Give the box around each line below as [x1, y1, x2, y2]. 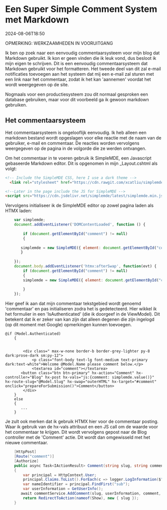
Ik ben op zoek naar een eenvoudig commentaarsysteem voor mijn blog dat [5, 50, 160, 56]
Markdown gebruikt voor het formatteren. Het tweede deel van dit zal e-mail [5, 66, 162, 72]
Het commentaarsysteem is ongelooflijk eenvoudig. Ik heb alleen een [5, 129, 147, 135]
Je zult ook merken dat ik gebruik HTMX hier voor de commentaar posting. [5, 418, 159, 424]
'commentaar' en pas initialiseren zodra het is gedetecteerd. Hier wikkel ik [5, 306, 157, 312]
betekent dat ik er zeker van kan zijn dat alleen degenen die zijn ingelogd [5, 316, 155, 322]
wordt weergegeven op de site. [5, 81, 69, 88]
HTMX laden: [5, 208, 32, 214]
